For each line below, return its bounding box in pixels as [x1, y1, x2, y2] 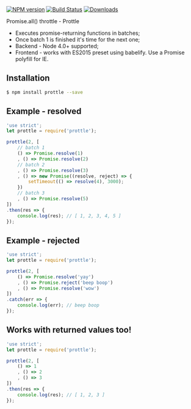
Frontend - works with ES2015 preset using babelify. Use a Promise [15, 49, 185, 56]
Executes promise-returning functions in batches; [15, 29, 140, 37]
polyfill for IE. [15, 56, 49, 62]
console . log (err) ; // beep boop [17, 302, 99, 308]
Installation [6, 73, 50, 84]
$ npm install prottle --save [6, 89, 84, 95]
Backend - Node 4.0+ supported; [15, 43, 99, 49]
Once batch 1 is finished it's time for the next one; [15, 36, 140, 43]
